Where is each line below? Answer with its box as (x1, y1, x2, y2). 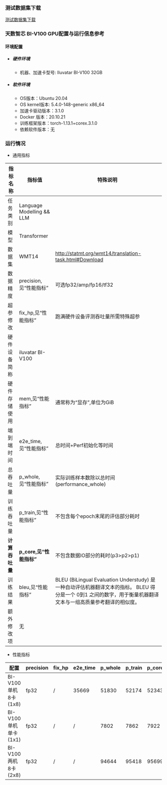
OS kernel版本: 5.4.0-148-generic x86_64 (19, 101, 105, 108)
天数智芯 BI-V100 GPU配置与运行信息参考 (5, 30, 104, 37)
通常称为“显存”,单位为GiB (55, 399, 114, 406)
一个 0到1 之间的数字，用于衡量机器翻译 (65, 591, 159, 598)
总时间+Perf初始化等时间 (55, 442, 113, 449)
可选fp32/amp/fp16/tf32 (55, 281, 113, 288)
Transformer (19, 232, 48, 239)
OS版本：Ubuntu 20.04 (19, 95, 68, 101)
